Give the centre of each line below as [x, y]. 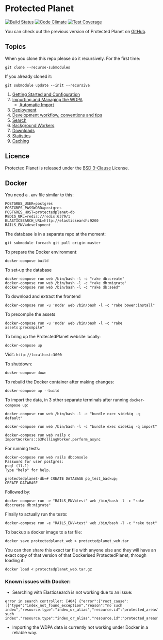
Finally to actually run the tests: [36, 514]
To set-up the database [28, 270]
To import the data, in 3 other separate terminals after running [67, 400]
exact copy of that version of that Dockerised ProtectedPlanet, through [76, 555]
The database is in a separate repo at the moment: [55, 234]
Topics [16, 47]
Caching [20, 141]
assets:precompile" [25, 328]
